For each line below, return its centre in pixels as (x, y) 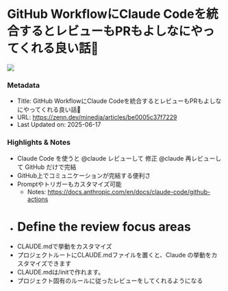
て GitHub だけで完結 (47, 167)
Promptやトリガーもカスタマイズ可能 (69, 184)
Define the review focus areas (104, 226)
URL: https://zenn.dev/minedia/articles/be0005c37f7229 (97, 117)
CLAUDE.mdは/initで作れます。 (61, 272)
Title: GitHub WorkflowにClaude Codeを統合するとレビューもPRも (110, 101)
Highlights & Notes (39, 143)
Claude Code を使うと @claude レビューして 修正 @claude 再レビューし (119, 158)
